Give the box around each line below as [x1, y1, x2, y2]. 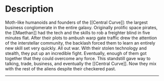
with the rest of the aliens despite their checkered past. [5, 65, 116, 71]
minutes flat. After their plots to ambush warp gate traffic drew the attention [5, 35, 157, 41]
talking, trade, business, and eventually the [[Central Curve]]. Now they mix [5, 61, 157, 66]
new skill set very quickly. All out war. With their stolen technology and [5, 45, 147, 51]
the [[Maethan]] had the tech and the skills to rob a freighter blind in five [5, 30, 150, 35]
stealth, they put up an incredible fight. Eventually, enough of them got [5, 50, 147, 56]
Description [5, 3, 54, 15]
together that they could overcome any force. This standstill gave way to [5, 55, 151, 61]
